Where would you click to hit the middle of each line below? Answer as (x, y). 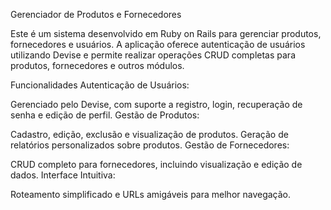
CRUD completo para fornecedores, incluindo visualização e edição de (156, 164)
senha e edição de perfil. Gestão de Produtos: (105, 115)
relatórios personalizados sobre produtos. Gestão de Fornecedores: (150, 145)
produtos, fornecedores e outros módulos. (97, 65)
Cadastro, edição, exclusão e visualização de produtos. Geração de (149, 134)
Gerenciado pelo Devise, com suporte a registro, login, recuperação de (156, 104)
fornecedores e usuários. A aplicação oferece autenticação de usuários (158, 44)
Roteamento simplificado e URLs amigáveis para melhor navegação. (151, 194)
